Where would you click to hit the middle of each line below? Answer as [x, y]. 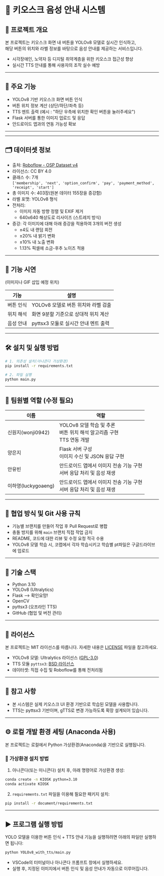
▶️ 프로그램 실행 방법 [34, 824]
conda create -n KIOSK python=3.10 [41, 779]
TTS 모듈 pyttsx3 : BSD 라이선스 [43, 664]
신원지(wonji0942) [29, 432]
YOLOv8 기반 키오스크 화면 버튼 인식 [47, 99]
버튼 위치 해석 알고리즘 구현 [89, 432]
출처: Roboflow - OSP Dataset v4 [45, 165]
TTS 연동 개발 [74, 439]
